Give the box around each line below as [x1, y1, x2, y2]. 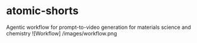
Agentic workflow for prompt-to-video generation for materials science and [6, 24, 192, 31]
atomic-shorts [6, 4, 79, 18]
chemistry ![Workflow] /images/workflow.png [6, 29, 117, 37]
